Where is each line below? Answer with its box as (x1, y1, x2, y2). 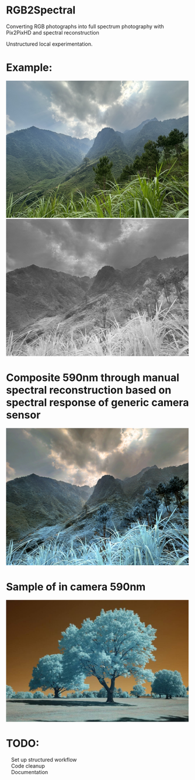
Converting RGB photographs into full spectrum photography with (6, 23, 165, 30)
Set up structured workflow (11, 756, 77, 764)
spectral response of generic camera (6, 396, 189, 410)
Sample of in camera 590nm (6, 580, 146, 593)
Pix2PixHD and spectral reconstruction (6, 29, 99, 36)
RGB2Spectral (6, 4, 76, 17)
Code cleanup (11, 762, 45, 769)
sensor (6, 408, 41, 422)
